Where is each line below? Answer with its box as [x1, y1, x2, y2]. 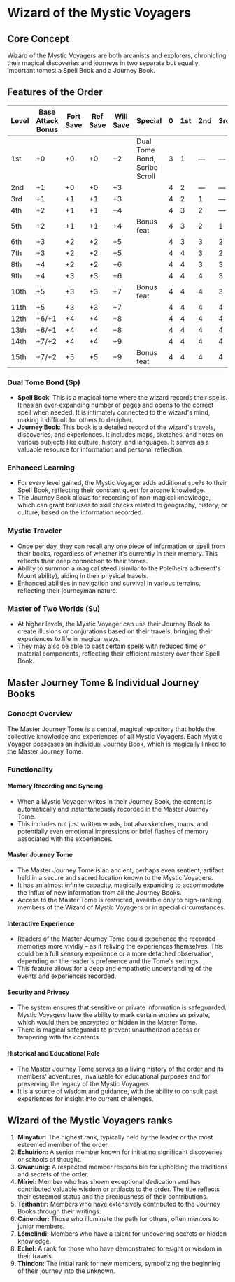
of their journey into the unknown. [17, 1267, 115, 1275]
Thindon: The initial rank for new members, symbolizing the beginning [17, 1260, 221, 1268]
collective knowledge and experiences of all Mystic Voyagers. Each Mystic [7, 732, 222, 740]
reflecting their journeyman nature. [17, 586, 118, 595]
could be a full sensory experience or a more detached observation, [17, 949, 214, 958]
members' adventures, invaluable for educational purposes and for [17, 1072, 211, 1081]
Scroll [136, 171, 156, 181]
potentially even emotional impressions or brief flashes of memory [17, 827, 209, 835]
